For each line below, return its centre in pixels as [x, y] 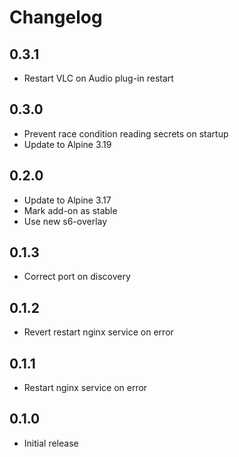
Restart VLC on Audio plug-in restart [98, 78]
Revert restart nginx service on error [98, 332]
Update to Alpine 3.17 [67, 200]
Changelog [56, 17]
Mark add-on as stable [70, 210]
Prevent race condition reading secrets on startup [126, 133]
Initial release [51, 443]
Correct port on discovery [77, 277]
